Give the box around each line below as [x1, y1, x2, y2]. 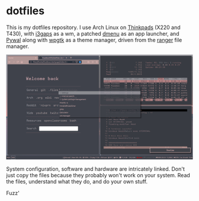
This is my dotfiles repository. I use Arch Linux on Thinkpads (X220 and [6, 24, 181, 31]
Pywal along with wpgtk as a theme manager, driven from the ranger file [6, 36, 182, 43]
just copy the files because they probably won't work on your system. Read [6, 171, 191, 178]
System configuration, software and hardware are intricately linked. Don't [6, 165, 185, 173]
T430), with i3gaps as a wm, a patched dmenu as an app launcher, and [6, 30, 179, 37]
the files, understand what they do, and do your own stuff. [6, 178, 148, 185]
